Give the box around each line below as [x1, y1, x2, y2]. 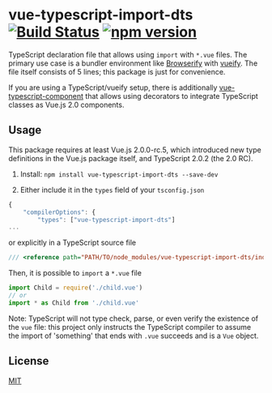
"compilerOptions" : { [23, 208, 96, 216]
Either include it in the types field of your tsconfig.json [19, 185, 205, 194]
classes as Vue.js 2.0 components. [8, 100, 125, 109]
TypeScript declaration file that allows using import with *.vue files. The [8, 49, 248, 59]
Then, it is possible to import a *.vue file [8, 268, 142, 278]
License [8, 354, 49, 368]
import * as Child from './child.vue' [8, 298, 139, 307]
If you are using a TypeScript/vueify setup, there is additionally [8, 83, 218, 92]
